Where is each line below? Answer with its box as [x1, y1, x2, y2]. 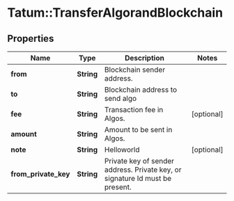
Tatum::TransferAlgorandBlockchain [7, 5, 224, 21]
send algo [104, 94, 137, 103]
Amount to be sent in [104, 125, 173, 134]
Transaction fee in [104, 105, 164, 114]
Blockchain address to [104, 85, 178, 95]
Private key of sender [104, 156, 175, 166]
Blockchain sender [104, 65, 166, 74]
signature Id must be [104, 174, 172, 183]
